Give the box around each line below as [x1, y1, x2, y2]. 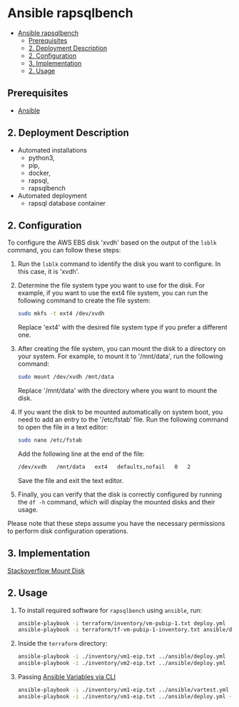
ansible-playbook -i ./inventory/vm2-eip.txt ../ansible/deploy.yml [17, 660, 226, 667]
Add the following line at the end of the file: [17, 449, 145, 458]
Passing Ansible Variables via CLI [17, 673, 116, 681]
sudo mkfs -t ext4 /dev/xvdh [17, 310, 105, 317]
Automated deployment [17, 191, 87, 200]
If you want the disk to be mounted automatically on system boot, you [17, 408, 223, 417]
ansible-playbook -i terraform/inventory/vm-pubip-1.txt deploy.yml [17, 619, 226, 627]
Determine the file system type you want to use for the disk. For [17, 281, 205, 290]
